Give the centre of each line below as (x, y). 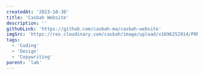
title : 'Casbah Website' (38, 18)
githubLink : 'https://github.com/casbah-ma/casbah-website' (84, 29)
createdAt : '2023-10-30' (38, 12)
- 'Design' (25, 51)
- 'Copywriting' (32, 57)
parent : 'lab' (24, 62)
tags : (13, 40)
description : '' (27, 23)
